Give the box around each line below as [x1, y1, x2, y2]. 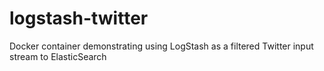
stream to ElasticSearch [9, 50, 107, 62]
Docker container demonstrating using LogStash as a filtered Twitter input [9, 40, 314, 52]
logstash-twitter [9, 7, 149, 30]
